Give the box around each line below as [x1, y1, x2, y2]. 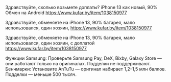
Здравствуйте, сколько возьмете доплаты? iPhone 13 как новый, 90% [5, 5, 158, 10]
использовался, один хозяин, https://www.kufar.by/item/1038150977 [5, 25, 152, 31]
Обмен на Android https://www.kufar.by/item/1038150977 [5, 10, 128, 16]
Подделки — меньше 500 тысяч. [5, 71, 77, 77]
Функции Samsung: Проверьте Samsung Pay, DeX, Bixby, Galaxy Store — [5, 55, 162, 61]
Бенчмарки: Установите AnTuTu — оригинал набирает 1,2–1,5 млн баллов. [5, 66, 166, 72]
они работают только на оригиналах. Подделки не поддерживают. [5, 61, 151, 66]
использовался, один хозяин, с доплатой [5, 40, 95, 46]
